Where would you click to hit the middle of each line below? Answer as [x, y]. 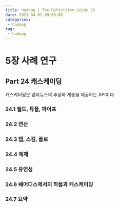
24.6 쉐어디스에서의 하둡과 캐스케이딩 [49, 184]
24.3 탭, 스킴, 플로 [27, 139]
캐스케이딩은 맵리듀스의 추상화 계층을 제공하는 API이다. [60, 95]
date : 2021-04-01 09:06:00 [34, 15]
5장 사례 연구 [31, 61]
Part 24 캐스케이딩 [34, 81]
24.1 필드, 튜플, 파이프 [31, 109]
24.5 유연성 [19, 169]
